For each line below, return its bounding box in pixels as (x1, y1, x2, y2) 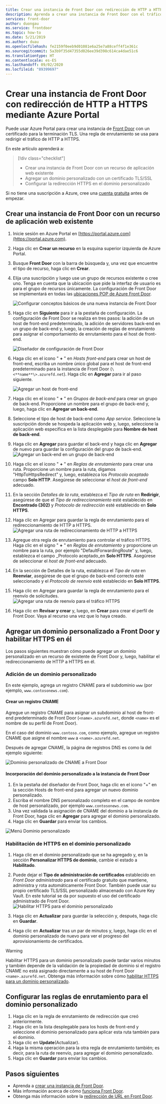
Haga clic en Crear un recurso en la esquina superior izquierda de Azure (12, 245, 161, 251)
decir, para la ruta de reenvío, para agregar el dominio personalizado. (12, 1050, 154, 1056)
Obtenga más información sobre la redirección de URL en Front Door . (12, 1093, 153, 1100)
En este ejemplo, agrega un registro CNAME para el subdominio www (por (5, 682, 153, 688)
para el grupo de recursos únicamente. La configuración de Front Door (12, 285, 157, 292)
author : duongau (5, 21, 39, 26)
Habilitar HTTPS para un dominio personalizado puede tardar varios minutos (5, 957, 161, 963)
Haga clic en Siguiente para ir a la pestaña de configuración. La (12, 310, 142, 316)
